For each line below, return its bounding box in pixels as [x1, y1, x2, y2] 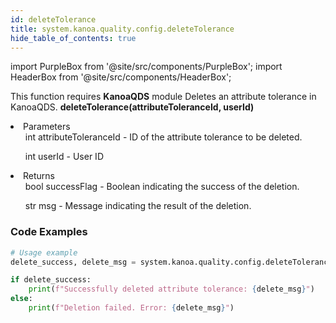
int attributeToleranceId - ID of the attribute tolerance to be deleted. [24, 131, 303, 143]
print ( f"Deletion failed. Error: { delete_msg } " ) [28, 303, 235, 313]
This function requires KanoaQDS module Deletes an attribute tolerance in [10, 91, 317, 103]
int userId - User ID [24, 151, 104, 163]
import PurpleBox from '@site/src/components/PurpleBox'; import [10, 61, 283, 73]
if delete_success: [10, 275, 92, 285]
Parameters [23, 121, 71, 133]
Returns [23, 170, 55, 182]
